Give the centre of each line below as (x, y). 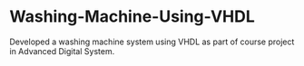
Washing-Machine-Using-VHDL (132, 17)
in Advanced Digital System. (62, 51)
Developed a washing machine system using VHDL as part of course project (152, 42)
